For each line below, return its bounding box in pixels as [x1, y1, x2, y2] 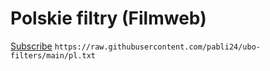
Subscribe [10, 40, 53, 52]
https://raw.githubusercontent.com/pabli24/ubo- [54, 42, 262, 52]
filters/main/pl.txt [10, 50, 97, 61]
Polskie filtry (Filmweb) [10, 7, 207, 30]
